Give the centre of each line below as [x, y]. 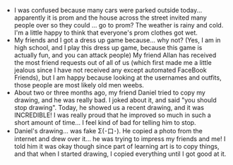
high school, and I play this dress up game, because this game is [108, 48]
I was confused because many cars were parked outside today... [108, 10]
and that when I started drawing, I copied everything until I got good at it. [120, 154]
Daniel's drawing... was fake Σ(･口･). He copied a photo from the [108, 131]
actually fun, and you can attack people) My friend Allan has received [115, 55]
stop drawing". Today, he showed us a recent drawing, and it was [109, 108]
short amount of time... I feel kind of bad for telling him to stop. [105, 122]
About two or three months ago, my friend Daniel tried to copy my [110, 92]
